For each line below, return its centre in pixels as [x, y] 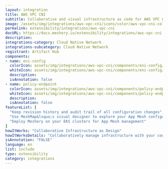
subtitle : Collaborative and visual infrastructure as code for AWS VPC [82, 19]
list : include [20, 149]
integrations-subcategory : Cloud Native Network [57, 47]
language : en [19, 145]
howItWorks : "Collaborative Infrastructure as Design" [63, 130]
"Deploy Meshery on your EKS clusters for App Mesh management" [78, 121]
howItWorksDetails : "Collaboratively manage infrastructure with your [80, 135]
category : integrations [30, 158]
